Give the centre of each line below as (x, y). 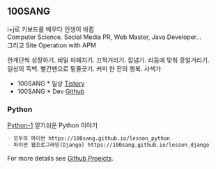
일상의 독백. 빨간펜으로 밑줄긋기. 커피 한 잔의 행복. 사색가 (84, 68)
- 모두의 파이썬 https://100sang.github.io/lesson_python (89, 138)
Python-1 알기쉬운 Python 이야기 (53, 125)
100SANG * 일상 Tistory (51, 83)
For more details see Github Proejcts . (60, 158)
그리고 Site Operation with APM (52, 45)
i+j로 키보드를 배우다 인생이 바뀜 (51, 29)
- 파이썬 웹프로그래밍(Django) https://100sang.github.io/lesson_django (108, 145)
